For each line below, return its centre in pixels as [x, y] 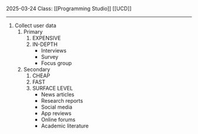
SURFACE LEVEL [52, 88]
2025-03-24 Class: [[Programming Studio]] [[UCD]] [69, 9]
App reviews [56, 113]
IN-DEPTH [45, 44]
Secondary [37, 69]
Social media [57, 107]
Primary [33, 32]
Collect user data [35, 25]
